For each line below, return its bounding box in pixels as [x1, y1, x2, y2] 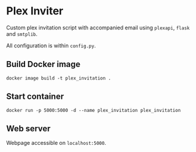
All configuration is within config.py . [6, 42, 96, 49]
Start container [6, 92, 64, 102]
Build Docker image [6, 59, 81, 69]
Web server [6, 123, 51, 133]
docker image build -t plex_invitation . [6, 75, 111, 81]
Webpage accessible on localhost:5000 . [6, 139, 107, 147]
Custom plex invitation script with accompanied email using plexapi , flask [6, 24, 190, 31]
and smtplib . [6, 30, 38, 37]
